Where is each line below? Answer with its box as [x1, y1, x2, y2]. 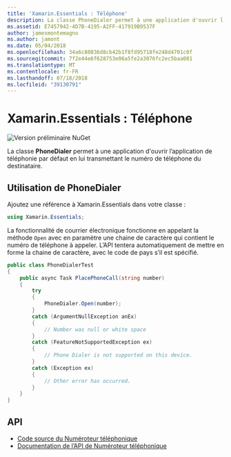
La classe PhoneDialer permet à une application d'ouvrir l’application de [7, 147, 212, 156]
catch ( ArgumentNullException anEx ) [32, 313, 137, 320]
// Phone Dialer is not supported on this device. [43, 352, 193, 359]
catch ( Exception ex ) [32, 364, 94, 371]
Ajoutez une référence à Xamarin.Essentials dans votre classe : [7, 200, 186, 208]
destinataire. [7, 162, 43, 170]
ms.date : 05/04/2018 [7, 42, 67, 49]
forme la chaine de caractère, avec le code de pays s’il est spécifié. [7, 248, 199, 256]
